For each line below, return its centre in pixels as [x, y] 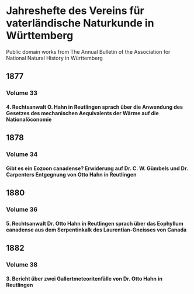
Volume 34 [22, 154]
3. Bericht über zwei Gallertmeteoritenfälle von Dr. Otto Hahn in [84, 278]
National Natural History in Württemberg [55, 58]
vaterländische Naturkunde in [80, 23]
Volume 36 [22, 210]
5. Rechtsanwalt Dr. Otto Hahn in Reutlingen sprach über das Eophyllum [95, 223]
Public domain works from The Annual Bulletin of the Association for [88, 51]
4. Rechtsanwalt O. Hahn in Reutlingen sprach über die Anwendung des [94, 107]
